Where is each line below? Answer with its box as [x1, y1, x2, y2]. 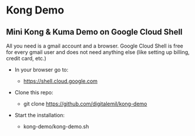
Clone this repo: [14, 89, 53, 96]
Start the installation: [14, 112, 65, 118]
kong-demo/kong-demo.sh [23, 123, 89, 130]
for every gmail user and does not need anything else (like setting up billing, [6, 49, 190, 56]
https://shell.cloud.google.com [23, 77, 98, 84]
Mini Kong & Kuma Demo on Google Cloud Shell [6, 27, 183, 37]
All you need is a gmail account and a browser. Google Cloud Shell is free [6, 42, 184, 49]
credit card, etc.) [6, 55, 46, 62]
